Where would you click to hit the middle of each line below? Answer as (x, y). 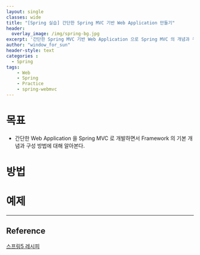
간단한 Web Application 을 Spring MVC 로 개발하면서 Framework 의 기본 (100, 138)
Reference (26, 231)
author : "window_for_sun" (38, 45)
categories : (22, 56)
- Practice (30, 84)
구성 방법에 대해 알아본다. (55, 145)
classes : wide (24, 17)
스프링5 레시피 (23, 246)
